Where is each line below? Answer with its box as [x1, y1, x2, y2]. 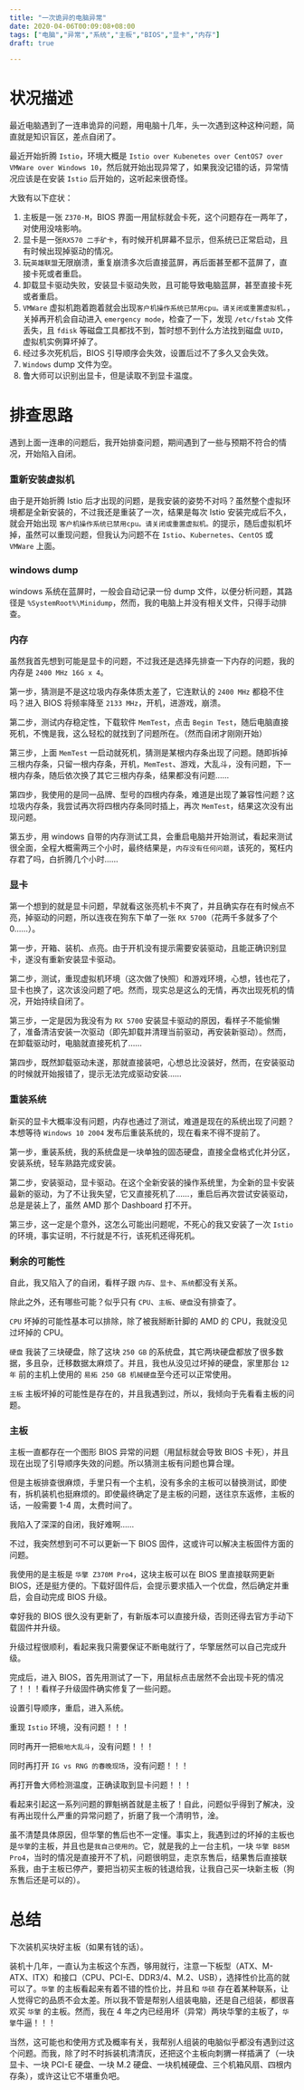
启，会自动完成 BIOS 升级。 [9, 1592, 112, 1603]
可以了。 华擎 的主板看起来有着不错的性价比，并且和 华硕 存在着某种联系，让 [9, 1983, 290, 1994]
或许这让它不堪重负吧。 [36, 2071, 125, 2082]
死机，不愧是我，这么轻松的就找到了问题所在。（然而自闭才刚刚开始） [9, 728, 267, 739]
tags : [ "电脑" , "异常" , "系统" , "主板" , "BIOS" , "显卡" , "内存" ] [9, 30, 220, 39]
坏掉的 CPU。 [16, 1326, 69, 1337]
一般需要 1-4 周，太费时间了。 [24, 1500, 138, 1511]
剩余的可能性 [9, 1255, 66, 1267]
